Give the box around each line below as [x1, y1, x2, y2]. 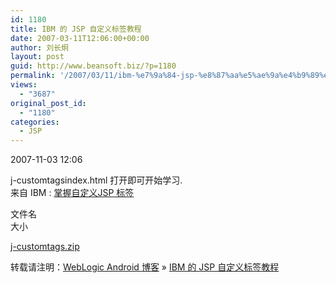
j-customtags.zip [10, 241, 80, 253]
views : [10, 80, 38, 90]
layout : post [10, 52, 65, 62]
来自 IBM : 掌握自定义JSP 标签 [10, 187, 135, 199]
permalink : [10, 71, 56, 81]
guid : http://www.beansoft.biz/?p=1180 [10, 61, 177, 71]
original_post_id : [10, 98, 87, 108]
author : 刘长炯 [10, 42, 69, 53]
